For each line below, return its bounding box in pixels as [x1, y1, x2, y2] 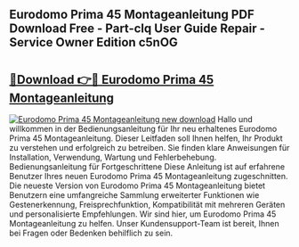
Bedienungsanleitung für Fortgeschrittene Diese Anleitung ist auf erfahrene [9, 161, 286, 172]
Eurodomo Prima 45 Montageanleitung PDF [9, 7, 255, 22]
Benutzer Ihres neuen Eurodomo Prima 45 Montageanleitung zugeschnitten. [9, 171, 288, 181]
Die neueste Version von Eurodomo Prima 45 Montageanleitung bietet [9, 180, 265, 191]
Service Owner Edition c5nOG [9, 35, 178, 50]
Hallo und [217, 114, 254, 124]
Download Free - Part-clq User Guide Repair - [9, 21, 265, 37]
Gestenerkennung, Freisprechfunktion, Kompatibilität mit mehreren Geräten [9, 200, 286, 210]
